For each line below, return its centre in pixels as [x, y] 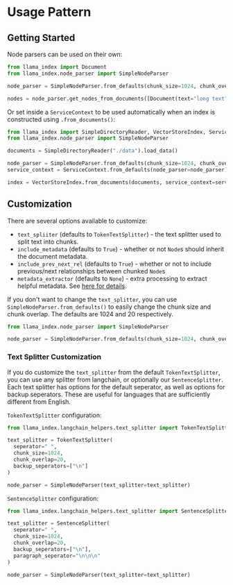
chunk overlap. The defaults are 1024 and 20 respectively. [90, 314]
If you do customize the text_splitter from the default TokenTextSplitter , [114, 372]
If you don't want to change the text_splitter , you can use [92, 299]
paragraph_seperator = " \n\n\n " [57, 556]
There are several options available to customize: [77, 221]
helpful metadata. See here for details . [72, 286]
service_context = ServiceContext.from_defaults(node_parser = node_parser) [118, 170]
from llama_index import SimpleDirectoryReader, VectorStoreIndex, [107, 132]
